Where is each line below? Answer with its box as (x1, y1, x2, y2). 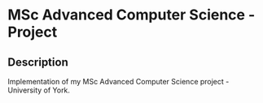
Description (7, 55, 68, 69)
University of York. (7, 85, 71, 95)
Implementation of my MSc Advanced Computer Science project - (7, 77, 230, 86)
